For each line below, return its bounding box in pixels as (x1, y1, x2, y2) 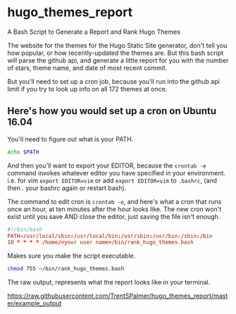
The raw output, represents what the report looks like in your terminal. (7, 278, 211, 287)
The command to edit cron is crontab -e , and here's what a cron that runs (7, 197, 222, 206)
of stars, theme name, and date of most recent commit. (7, 63, 168, 72)
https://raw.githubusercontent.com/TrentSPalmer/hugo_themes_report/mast (7, 291, 228, 300)
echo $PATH (7, 149, 39, 156)
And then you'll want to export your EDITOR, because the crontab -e (7, 161, 206, 170)
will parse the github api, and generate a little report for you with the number (7, 56, 229, 64)
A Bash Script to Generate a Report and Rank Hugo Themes (7, 27, 181, 36)
